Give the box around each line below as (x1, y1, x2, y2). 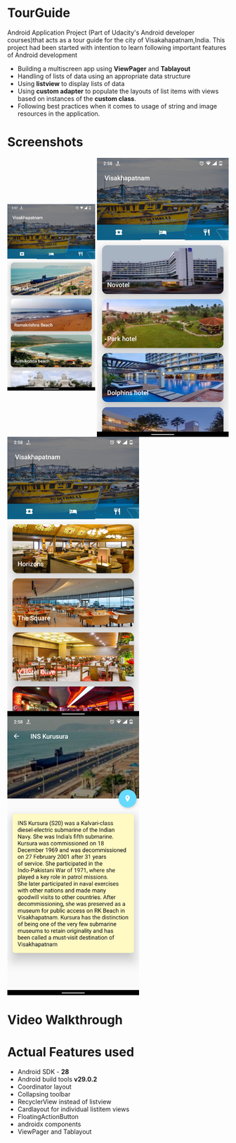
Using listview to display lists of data (17, 79, 125, 87)
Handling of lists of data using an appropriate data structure (17, 72, 191, 80)
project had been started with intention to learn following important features (7, 43, 227, 51)
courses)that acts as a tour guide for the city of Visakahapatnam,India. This (7, 35, 225, 44)
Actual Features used (7, 1044, 135, 1061)
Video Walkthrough (7, 1012, 123, 1028)
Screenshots (7, 134, 84, 150)
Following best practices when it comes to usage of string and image (17, 102, 218, 110)
